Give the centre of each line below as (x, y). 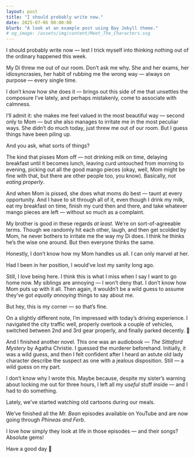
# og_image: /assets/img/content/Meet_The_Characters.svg (78, 34)
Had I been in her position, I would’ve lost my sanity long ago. (80, 265)
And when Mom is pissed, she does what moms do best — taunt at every (94, 193)
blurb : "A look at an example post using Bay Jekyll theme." (82, 28)
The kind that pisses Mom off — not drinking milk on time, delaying (87, 157)
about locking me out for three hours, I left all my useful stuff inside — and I (97, 385)
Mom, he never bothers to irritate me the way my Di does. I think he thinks (95, 236)
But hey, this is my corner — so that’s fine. (57, 307)
